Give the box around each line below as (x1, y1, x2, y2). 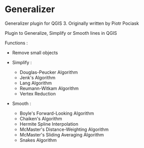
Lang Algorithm (19, 80, 52, 86)
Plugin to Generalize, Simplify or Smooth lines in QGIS (5, 30, 117, 36)
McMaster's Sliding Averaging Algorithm (19, 131, 104, 137)
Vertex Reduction (19, 90, 56, 96)
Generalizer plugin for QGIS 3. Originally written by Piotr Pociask (5, 20, 139, 26)
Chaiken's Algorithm (19, 115, 62, 122)
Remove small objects (12, 50, 58, 56)
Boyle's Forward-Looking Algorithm (19, 110, 94, 116)
